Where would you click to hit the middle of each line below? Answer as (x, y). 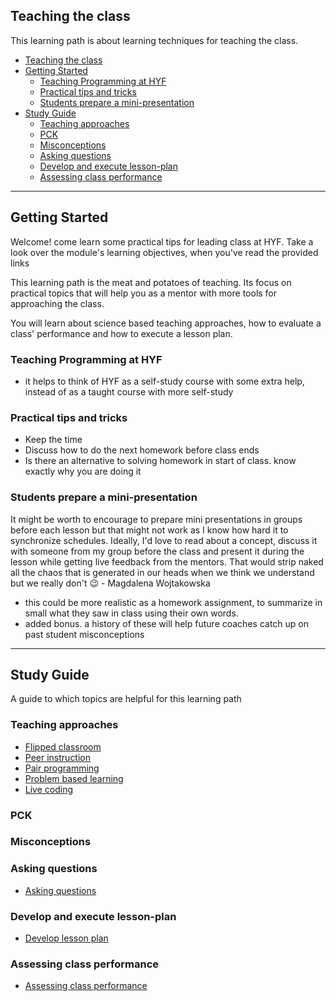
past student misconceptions (84, 634)
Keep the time (53, 440)
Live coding (49, 789)
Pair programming (62, 768)
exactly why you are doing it (83, 471)
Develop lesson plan (66, 938)
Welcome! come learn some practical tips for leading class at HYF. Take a (162, 241)
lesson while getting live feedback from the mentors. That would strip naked (167, 561)
